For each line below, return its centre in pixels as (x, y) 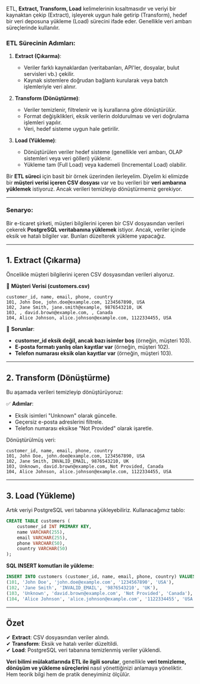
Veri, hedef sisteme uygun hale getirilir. (72, 129)
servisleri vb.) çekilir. (49, 74)
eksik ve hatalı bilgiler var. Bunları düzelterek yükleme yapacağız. (86, 236)
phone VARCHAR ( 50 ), (41, 543)
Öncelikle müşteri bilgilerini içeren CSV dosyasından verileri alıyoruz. (90, 275)
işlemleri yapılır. (43, 122)
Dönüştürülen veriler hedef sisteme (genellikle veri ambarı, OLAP (103, 152)
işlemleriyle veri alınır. (50, 87)
